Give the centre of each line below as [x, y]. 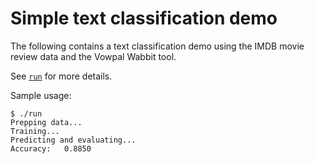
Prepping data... [46, 122]
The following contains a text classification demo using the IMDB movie [157, 46]
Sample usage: [41, 95]
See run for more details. [61, 76]
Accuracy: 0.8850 [51, 148]
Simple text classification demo [144, 18]
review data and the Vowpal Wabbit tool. [93, 56]
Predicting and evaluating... [73, 140]
